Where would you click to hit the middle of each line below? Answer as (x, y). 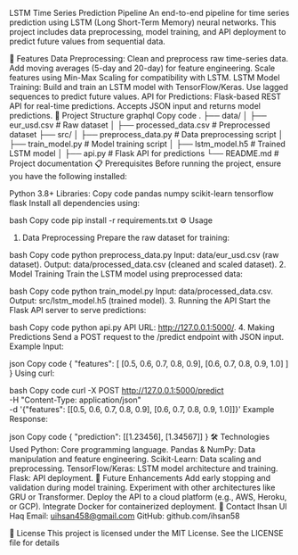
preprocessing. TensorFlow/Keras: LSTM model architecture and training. (144, 468)
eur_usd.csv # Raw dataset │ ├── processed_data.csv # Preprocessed (140, 125)
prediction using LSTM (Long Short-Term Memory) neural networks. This (143, 22)
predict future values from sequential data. (88, 41)
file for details (34, 543)
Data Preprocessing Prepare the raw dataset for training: (125, 237)
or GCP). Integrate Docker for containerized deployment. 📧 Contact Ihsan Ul (148, 506)
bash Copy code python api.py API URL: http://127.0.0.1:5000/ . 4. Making (142, 327)
